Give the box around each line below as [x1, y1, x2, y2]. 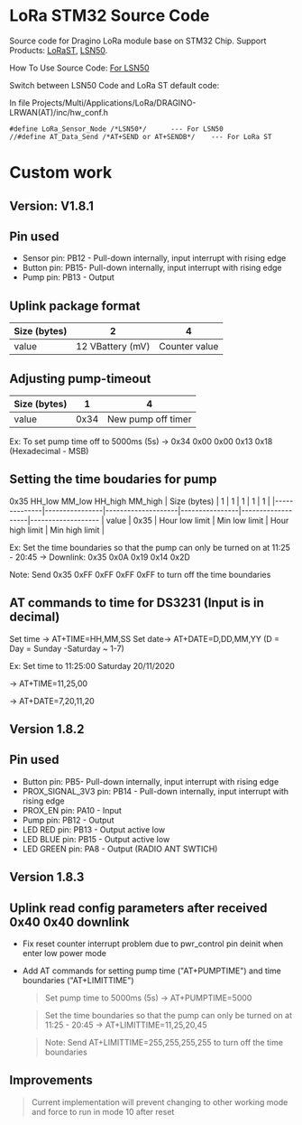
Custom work [9, 163, 113, 183]
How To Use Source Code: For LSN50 [9, 62, 151, 73]
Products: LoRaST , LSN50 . [9, 44, 108, 55]
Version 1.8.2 [9, 721, 85, 737]
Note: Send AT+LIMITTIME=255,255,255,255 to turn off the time [44, 1037, 284, 1047]
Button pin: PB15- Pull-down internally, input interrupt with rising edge [22, 263, 282, 274]
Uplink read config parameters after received [9, 900, 268, 916]
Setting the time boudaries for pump [9, 471, 217, 488]
